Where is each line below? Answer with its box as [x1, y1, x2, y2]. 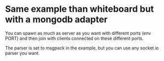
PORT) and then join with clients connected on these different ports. [5, 35, 144, 41]
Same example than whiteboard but [5, 3, 154, 15]
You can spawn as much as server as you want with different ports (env [5, 30, 151, 36]
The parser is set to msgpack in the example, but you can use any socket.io [5, 45, 159, 51]
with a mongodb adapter [5, 14, 108, 25]
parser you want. [5, 50, 40, 56]
